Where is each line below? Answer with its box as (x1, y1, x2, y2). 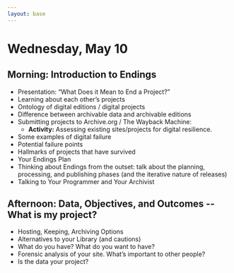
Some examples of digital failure (17, 132, 112, 141)
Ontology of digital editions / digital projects (17, 102, 146, 111)
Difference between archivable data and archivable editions (17, 110, 192, 119)
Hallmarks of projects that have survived (17, 147, 136, 156)
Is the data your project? (17, 257, 89, 266)
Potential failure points (17, 140, 83, 148)
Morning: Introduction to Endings (7, 68, 157, 81)
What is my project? (7, 209, 98, 221)
